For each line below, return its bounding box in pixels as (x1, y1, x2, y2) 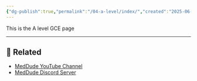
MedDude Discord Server (14, 69, 76, 76)
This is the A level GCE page (6, 25, 75, 32)
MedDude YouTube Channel (14, 63, 83, 70)
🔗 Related (6, 48, 42, 58)
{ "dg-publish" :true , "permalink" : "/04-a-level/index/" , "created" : (6, 8, 169, 15)
